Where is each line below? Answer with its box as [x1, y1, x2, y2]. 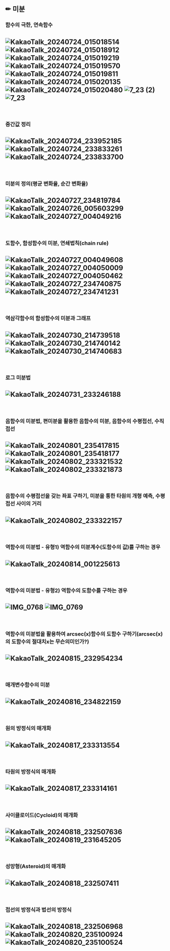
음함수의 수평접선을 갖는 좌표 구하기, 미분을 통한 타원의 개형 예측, [5, 492, 155, 500]
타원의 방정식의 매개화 [5, 768, 56, 775]
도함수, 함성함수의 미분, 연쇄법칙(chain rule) [5, 239, 109, 246]
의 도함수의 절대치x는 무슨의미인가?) [5, 638, 89, 645]
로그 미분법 [5, 374, 31, 381]
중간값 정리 [5, 121, 31, 128]
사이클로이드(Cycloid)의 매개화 [5, 811, 78, 819]
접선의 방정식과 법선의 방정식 [5, 907, 72, 914]
